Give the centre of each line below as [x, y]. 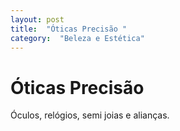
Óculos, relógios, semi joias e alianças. [90, 115]
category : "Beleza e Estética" [77, 38]
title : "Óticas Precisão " [69, 29]
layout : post [37, 19]
